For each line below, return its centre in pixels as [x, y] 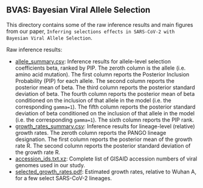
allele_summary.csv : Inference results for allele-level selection [93, 61]
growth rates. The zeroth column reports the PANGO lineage [91, 132]
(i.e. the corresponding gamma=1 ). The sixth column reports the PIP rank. [105, 120]
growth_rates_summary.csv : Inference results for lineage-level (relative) [105, 126]
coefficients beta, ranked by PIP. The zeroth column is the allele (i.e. [100, 68]
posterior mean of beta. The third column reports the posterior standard [105, 87]
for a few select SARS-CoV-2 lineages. [64, 178]
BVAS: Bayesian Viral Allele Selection [78, 10]
